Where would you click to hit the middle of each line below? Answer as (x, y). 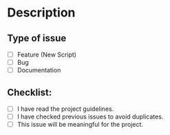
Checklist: (30, 92)
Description (41, 13)
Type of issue (37, 38)
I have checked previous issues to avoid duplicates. (90, 117)
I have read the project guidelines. (65, 109)
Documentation (39, 70)
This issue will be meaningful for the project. (80, 125)
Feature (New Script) (47, 54)
